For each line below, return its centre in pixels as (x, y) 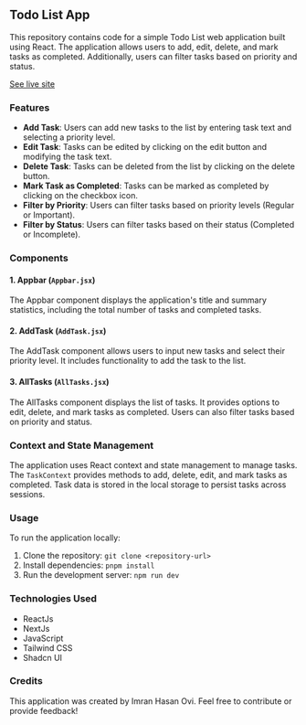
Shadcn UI (42, 657)
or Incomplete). (51, 235)
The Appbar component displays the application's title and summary (138, 300)
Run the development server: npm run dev (101, 575)
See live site (32, 84)
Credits (26, 681)
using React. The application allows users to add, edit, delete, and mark (144, 47)
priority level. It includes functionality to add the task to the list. (128, 361)
